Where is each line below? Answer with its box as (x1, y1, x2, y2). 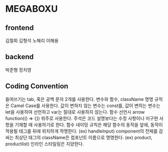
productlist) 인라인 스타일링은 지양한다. (5, 141, 84, 147)
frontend (5, 23, 34, 32)
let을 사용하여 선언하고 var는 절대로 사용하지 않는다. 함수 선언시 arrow (5, 109, 145, 115)
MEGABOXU (5, 3, 58, 15)
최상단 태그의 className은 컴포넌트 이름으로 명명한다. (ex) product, (14, 134, 153, 140)
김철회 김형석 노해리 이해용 (5, 38, 59, 43)
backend (5, 53, 34, 61)
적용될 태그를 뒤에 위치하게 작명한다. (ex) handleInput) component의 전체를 (5, 128, 158, 134)
